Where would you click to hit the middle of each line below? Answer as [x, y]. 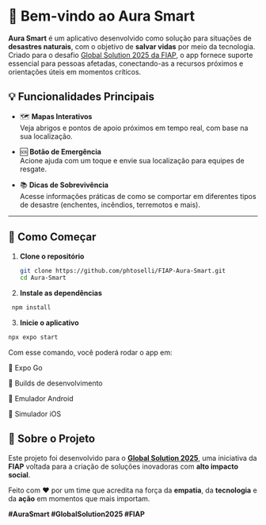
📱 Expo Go [25, 368]
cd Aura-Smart [43, 278]
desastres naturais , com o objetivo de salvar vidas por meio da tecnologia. [132, 46]
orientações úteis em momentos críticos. [75, 71]
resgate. [33, 169]
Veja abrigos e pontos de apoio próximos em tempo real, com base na [134, 128]
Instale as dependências [61, 293]
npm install [31, 308]
